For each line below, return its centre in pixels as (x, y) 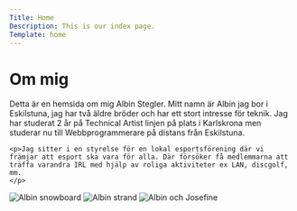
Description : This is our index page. (82, 26)
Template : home (38, 34)
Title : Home (32, 18)
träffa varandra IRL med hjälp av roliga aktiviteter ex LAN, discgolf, (149, 165)
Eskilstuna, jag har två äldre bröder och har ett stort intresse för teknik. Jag (149, 114)
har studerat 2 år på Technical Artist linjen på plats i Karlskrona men (135, 124)
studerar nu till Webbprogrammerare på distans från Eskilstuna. (127, 133)
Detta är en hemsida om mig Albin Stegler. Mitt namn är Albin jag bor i (139, 104)
